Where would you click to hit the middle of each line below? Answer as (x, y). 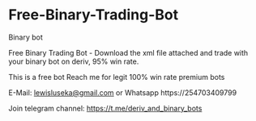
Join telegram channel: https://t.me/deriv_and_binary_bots (105, 108)
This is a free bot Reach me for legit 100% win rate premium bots (117, 77)
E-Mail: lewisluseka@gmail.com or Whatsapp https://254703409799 (123, 92)
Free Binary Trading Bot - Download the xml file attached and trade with (128, 52)
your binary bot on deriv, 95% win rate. (74, 61)
